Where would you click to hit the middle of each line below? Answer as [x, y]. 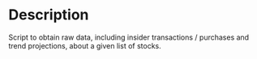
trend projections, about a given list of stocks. [85, 45]
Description [49, 15]
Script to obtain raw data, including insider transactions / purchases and [129, 37]
